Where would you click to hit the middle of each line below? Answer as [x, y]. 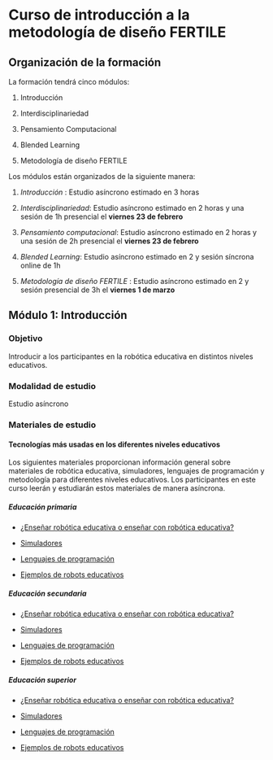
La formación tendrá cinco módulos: [69, 82]
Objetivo [26, 339]
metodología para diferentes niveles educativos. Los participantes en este [132, 480]
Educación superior [43, 679]
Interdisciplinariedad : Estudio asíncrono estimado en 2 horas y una [132, 208]
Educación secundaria [48, 593]
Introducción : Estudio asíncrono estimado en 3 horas [110, 192]
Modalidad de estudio [52, 386]
